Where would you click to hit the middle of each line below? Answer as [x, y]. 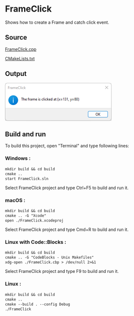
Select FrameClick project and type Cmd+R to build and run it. [67, 229]
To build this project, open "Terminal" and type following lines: [67, 146]
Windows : [18, 158]
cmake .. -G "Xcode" [26, 216]
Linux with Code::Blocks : [36, 242]
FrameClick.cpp [21, 49]
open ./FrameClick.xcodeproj [34, 220]
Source [16, 38]
